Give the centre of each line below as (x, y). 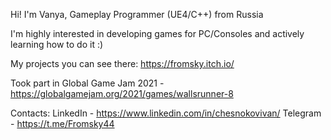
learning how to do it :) (57, 44)
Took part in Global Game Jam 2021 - (87, 83)
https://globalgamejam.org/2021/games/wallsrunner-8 (122, 93)
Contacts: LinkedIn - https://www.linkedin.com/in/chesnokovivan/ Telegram (166, 113)
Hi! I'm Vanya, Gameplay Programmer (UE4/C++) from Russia (137, 14)
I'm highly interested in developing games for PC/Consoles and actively (157, 33)
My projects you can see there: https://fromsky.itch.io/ (122, 63)
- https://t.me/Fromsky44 (62, 123)
